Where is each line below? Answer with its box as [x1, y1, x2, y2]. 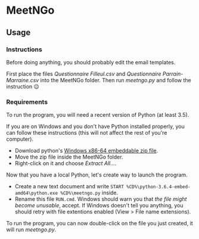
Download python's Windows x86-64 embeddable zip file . [14, 147, 158, 154]
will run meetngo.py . [6, 226, 57, 233]
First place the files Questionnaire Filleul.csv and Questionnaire [6, 70, 162, 77]
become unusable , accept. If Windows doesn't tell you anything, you [14, 202, 184, 209]
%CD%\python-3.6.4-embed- [126, 184, 191, 190]
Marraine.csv [6, 76, 39, 83]
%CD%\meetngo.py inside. [60, 189, 119, 197]
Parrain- [163, 70, 184, 77]
